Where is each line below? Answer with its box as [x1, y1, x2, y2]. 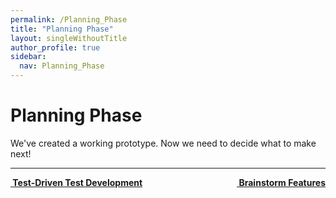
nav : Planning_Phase [19, 61, 105, 71]
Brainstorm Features [238, 176, 326, 188]
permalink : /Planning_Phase [10, 14, 128, 25]
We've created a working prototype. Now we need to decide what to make [10, 137, 317, 149]
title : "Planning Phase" [10, 24, 114, 34]
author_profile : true [10, 42, 101, 53]
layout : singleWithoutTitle [10, 33, 128, 43]
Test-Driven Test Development [12, 176, 143, 188]
